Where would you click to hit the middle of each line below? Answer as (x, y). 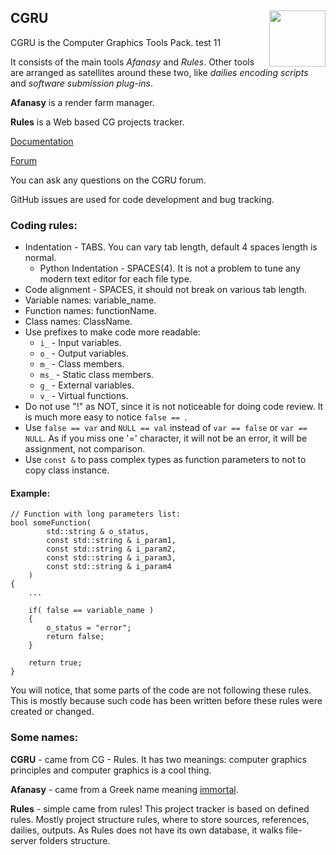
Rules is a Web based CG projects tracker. (97, 122)
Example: (30, 493)
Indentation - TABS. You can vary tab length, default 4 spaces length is (171, 247)
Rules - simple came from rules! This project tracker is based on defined (160, 808)
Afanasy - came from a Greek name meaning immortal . (124, 789)
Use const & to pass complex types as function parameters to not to (165, 460)
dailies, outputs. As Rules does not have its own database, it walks (147, 830)
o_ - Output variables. (84, 353)
